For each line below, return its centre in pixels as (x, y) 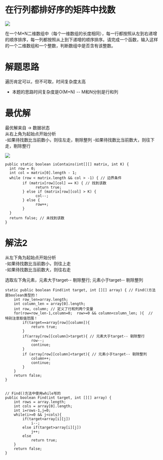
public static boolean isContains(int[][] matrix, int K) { (67, 164)
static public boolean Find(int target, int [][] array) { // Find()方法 (81, 290)
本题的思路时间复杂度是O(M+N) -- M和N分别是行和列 (65, 92)
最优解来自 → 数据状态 (27, 127)
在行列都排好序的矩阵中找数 (60, 10)
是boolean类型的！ (22, 295)
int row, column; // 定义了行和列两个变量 (54, 309)
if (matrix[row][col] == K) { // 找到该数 (65, 183)
